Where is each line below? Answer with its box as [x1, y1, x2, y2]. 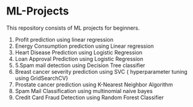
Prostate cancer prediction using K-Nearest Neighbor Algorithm [14, 80, 173, 88]
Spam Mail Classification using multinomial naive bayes [14, 87, 153, 94]
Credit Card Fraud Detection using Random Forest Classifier [14, 94, 164, 101]
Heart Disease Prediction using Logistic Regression [14, 48, 143, 56]
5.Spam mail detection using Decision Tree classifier [14, 62, 146, 69]
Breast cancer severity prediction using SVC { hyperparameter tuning [14, 68, 188, 75]
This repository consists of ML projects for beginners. [6, 24, 140, 31]
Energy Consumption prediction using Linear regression [14, 42, 154, 50]
